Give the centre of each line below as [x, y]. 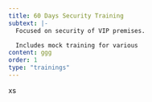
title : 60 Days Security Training [66, 16]
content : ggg [30, 53]
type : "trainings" [39, 68]
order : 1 [23, 60]
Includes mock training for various [77, 45]
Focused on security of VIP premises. [81, 31]
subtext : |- [28, 23]
